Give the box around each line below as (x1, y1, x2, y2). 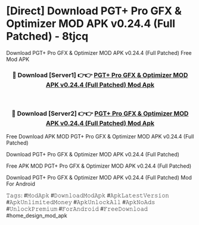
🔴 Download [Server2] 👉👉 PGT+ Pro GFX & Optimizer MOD (11, 109, 189, 118)
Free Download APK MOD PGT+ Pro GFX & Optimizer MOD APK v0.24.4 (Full (6, 132, 194, 140)
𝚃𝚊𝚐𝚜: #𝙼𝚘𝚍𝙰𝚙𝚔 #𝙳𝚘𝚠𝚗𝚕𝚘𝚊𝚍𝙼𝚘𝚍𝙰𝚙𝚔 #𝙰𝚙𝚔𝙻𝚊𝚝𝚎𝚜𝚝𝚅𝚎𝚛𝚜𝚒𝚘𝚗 (6, 192, 170, 199)
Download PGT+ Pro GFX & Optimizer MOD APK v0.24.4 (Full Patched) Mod (6, 174, 192, 181)
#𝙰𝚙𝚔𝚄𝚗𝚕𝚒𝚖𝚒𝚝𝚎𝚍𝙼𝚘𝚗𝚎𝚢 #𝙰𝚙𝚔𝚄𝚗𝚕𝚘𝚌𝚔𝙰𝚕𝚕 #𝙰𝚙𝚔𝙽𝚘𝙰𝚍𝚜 (6, 198, 156, 205)
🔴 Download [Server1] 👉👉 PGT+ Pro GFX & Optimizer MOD (12, 70, 188, 79)
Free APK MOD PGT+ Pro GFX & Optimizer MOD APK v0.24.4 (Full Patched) (6, 162, 192, 169)
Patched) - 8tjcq (6, 30, 89, 43)
